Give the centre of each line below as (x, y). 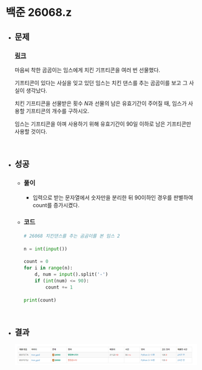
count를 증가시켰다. (56, 205)
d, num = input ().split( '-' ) (72, 275)
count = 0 (36, 262)
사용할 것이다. (31, 131)
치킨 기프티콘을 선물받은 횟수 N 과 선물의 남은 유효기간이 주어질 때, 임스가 (101, 103)
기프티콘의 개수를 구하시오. (57, 111)
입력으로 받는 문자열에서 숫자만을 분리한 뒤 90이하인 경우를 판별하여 (113, 197)
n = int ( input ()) (45, 249)
